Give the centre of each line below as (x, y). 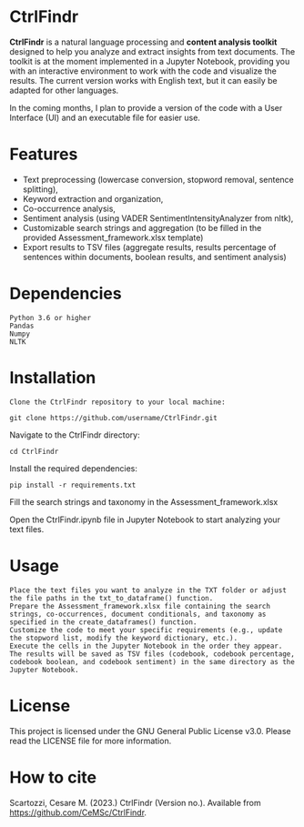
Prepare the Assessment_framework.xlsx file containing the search (140, 606)
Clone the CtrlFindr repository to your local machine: (117, 402)
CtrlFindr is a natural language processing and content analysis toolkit (143, 42)
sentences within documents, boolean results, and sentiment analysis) (154, 257)
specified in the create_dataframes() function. (103, 622)
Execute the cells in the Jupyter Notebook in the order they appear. (146, 646)
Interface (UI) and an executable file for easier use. (105, 117)
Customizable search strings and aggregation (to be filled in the (142, 227)
